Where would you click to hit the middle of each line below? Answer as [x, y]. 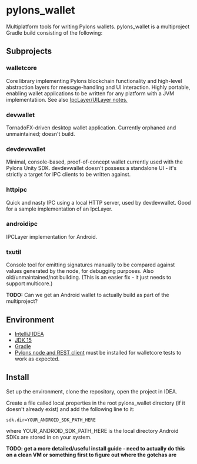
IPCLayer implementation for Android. [52, 236]
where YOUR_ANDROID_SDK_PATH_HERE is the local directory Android [92, 430]
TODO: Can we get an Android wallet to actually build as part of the [88, 295]
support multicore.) [29, 283]
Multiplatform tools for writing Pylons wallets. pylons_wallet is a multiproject [98, 26]
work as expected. [37, 359]
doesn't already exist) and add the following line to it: [70, 409]
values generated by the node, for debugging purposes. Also [80, 271]
